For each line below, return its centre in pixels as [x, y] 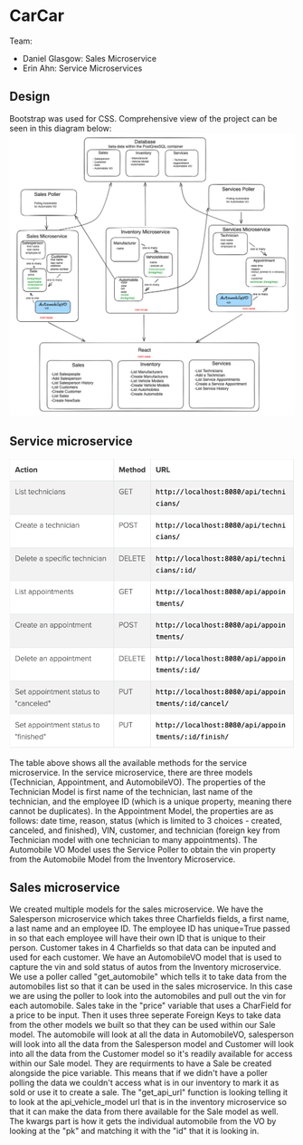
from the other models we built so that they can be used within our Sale [142, 1025]
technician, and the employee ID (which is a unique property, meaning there [151, 801]
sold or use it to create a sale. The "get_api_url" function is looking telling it [148, 1092]
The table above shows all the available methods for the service [128, 762]
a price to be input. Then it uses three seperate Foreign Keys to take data [145, 1015]
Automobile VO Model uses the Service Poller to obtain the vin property [142, 849]
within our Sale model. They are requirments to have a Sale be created [141, 1063]
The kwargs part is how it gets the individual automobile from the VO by [143, 1121]
